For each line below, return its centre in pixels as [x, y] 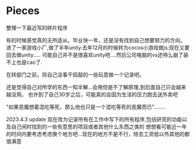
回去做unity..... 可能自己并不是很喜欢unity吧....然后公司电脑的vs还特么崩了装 [97, 54]
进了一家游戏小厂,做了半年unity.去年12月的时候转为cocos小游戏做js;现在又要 [98, 47]
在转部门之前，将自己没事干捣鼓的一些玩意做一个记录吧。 [75, 74]
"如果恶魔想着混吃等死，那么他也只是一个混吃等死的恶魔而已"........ [86, 107]
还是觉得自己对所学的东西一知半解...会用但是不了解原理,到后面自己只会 [91, 87]
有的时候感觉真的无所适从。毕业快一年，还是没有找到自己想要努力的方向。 [96, 40]
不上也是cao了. [24, 62]
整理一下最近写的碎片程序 [37, 28]
